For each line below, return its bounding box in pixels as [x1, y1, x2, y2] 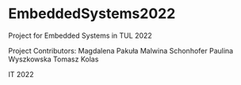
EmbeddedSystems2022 [8, 5, 176, 23]
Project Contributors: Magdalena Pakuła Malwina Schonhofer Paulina [8, 46, 234, 55]
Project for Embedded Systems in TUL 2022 [8, 31, 152, 40]
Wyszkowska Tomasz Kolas [8, 54, 99, 64]
